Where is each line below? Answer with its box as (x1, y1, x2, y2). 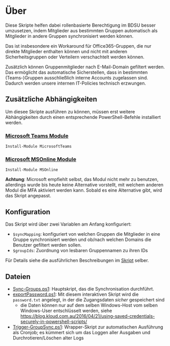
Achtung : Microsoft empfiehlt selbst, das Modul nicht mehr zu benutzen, (5, 176, 159, 182)
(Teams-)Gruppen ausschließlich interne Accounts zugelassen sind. (5, 74, 148, 80)
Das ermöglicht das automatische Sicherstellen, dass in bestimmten (5, 69, 148, 75)
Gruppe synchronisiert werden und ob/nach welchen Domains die (12, 236, 152, 243)
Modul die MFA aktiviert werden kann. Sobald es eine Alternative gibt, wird (5, 187, 162, 193)
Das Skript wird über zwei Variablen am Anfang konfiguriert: (5, 221, 132, 228)
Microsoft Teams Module (5, 132, 69, 139)
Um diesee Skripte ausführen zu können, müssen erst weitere (5, 108, 135, 115)
